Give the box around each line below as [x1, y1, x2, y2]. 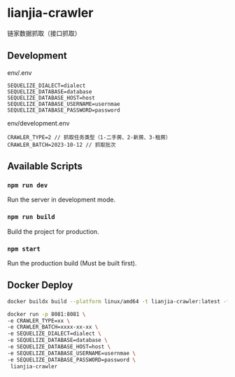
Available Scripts [7, 160, 83, 173]
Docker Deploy [7, 279, 73, 291]
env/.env [7, 68, 32, 77]
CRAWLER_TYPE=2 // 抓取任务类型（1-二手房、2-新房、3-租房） [7, 133, 171, 141]
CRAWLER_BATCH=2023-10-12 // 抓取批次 [7, 141, 117, 148]
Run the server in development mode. [7, 195, 116, 204]
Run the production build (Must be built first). [7, 259, 137, 267]
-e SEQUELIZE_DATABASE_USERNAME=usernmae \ [7, 350, 136, 357]
